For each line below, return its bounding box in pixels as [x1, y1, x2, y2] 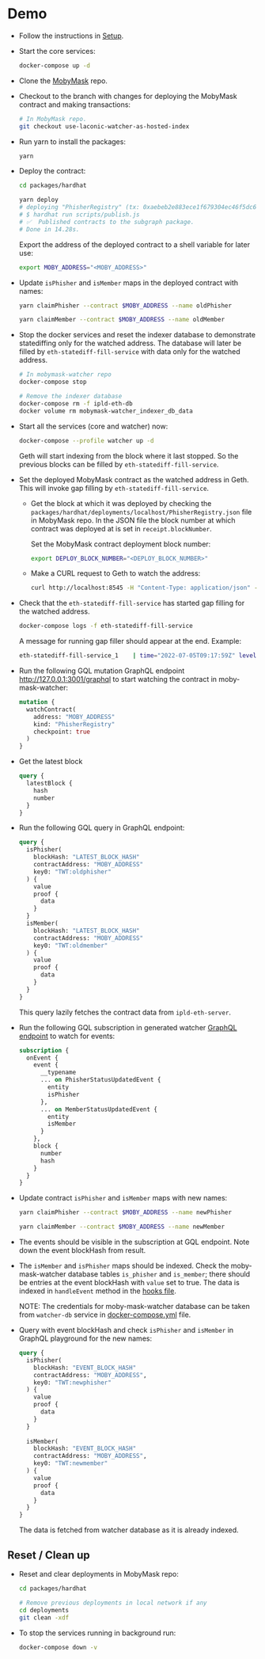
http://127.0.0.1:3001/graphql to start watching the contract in [18, 675, 218, 684]
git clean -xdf [18, 1613, 70, 1622]
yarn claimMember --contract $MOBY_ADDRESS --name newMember [18, 1223, 225, 1231]
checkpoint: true [33, 728, 90, 736]
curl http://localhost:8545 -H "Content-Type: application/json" [30, 584, 251, 592]
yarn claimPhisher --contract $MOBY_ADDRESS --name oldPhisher [18, 302, 233, 310]
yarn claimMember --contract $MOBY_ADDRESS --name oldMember [18, 316, 225, 324]
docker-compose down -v [18, 1643, 98, 1651]
